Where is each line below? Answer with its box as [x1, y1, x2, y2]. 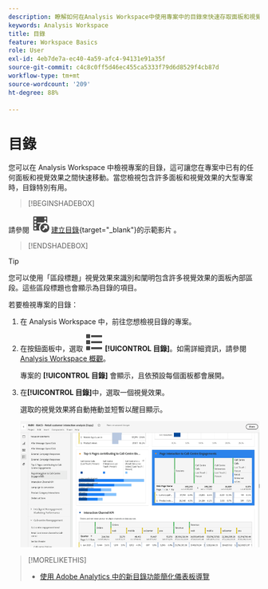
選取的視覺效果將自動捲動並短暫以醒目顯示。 [19, 405, 167, 414]
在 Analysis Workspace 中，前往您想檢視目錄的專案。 [19, 317, 196, 326]
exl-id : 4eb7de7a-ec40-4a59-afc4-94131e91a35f [8, 55, 166, 63]
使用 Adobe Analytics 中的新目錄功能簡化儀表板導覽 [39, 571, 210, 581]
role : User [8, 46, 45, 55]
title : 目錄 [8, 30, 45, 38]
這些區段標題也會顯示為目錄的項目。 [22, 283, 141, 293]
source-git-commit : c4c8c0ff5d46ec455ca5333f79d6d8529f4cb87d [8, 64, 219, 72]
